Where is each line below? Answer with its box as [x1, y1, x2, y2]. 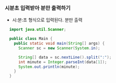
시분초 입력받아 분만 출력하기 [5, 4, 71, 11]
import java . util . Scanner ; [9, 27, 66, 32]
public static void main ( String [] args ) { [14, 41, 105, 46]
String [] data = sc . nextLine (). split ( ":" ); [18, 55, 112, 60]
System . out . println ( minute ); [18, 64, 80, 69]
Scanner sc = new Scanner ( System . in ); [18, 46, 100, 51]
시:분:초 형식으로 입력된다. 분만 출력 [12, 17, 83, 23]
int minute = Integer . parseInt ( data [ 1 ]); [18, 59, 107, 64]
